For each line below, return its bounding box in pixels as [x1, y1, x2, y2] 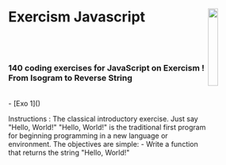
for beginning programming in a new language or [8, 131, 168, 140]
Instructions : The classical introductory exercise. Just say [8, 114, 198, 124]
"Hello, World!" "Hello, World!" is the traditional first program [8, 123, 206, 132]
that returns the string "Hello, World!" [8, 148, 130, 158]
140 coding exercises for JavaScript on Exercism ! [8, 62, 205, 73]
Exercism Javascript [8, 8, 146, 26]
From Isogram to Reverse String [8, 72, 133, 83]
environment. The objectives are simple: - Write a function [8, 140, 198, 149]
